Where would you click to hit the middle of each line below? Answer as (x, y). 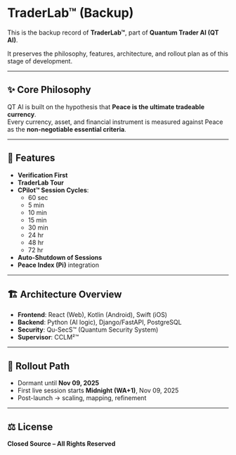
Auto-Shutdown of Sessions (60, 257)
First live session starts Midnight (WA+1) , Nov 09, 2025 (98, 391)
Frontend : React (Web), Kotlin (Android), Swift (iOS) (92, 315)
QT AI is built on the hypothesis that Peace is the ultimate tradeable (106, 106)
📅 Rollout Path (39, 366)
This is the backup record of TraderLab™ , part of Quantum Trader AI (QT (113, 32)
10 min (37, 212)
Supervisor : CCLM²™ (48, 337)
